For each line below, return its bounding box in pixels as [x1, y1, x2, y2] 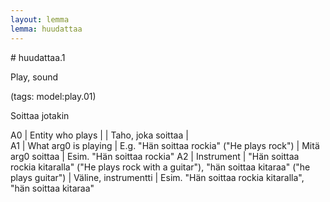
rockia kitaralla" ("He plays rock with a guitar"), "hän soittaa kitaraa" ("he [10, 161, 311, 173]
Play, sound [10, 71, 59, 83]
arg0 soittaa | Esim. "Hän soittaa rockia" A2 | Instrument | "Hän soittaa [10, 150, 300, 162]
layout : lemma [10, 14, 70, 25]
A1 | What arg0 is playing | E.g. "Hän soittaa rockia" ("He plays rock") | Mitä [10, 139, 320, 151]
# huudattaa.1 [10, 51, 66, 63]
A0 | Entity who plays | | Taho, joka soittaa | [10, 129, 189, 141]
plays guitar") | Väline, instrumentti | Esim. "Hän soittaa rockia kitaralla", [10, 171, 305, 183]
